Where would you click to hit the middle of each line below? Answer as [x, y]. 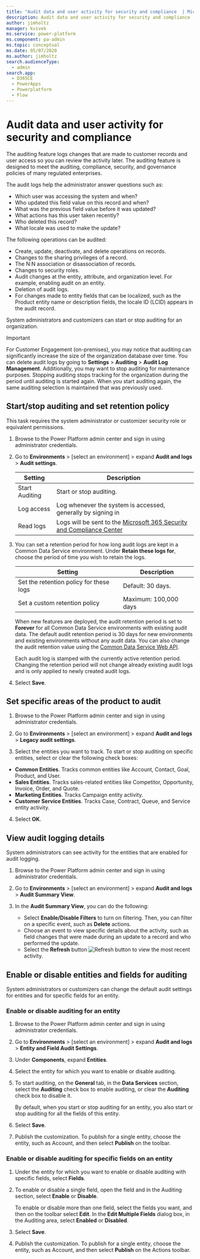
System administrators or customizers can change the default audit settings [99, 989]
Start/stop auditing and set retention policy [88, 406]
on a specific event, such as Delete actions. [77, 924]
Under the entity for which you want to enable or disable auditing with [100, 1172]
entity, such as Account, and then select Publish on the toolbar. [93, 1143]
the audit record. [35, 308]
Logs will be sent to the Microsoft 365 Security [122, 522]
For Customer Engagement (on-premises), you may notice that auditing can [99, 349]
